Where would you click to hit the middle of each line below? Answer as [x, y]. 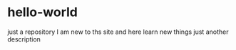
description [24, 39]
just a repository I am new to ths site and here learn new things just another [118, 32]
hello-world [43, 12]
